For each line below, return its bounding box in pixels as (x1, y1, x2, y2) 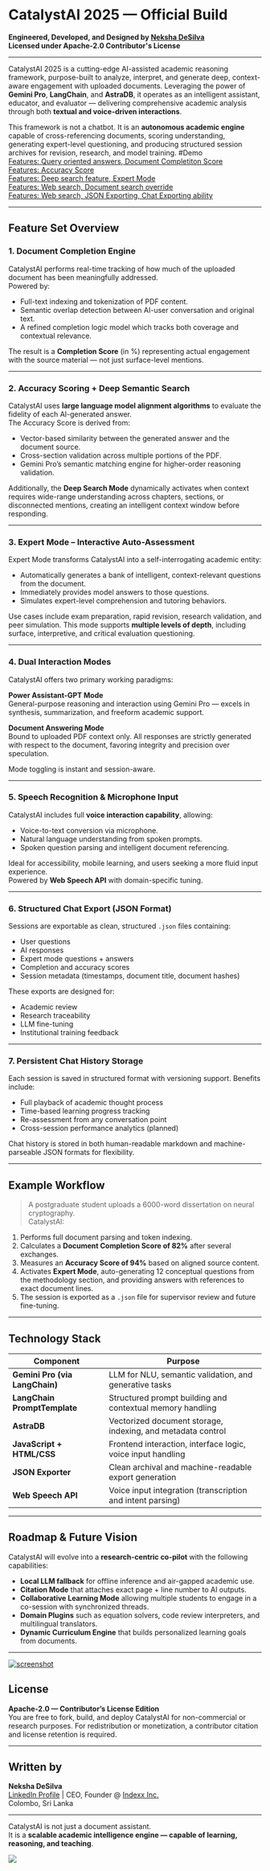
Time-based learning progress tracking (19, 1106, 150, 1116)
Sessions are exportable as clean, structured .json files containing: (8, 921, 231, 931)
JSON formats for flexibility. (43, 1148, 135, 1158)
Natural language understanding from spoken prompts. (19, 834, 202, 844)
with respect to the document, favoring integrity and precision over (8, 740, 231, 750)
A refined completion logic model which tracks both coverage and (19, 322, 239, 331)
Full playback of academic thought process (19, 1098, 163, 1108)
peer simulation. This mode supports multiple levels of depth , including (8, 620, 247, 630)
